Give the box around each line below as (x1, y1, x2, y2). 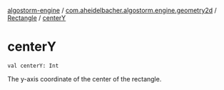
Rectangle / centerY (7, 14, 66, 22)
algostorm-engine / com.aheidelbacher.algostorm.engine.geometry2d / (7, 6, 218, 14)
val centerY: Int (7, 62, 59, 69)
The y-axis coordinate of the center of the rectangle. (7, 74, 162, 83)
